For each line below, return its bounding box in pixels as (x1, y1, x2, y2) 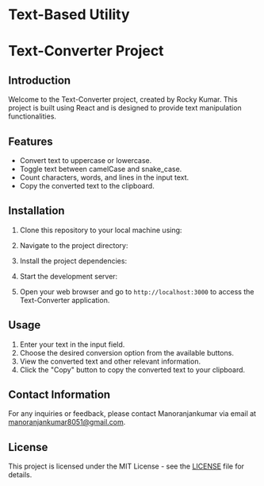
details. (8, 470, 33, 480)
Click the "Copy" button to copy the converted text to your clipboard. (19, 364, 246, 375)
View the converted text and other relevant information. (19, 356, 201, 366)
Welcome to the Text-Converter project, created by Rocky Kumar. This (8, 95, 238, 104)
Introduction (8, 73, 71, 87)
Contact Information (8, 388, 111, 402)
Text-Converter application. (19, 295, 110, 305)
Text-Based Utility (8, 6, 130, 24)
